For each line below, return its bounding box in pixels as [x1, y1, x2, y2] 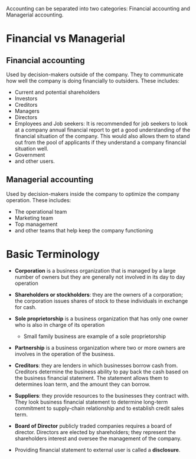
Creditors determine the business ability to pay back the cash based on [14, 368, 189, 375]
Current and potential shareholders [14, 88, 100, 96]
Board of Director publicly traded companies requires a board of [14, 422, 172, 430]
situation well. [14, 145, 49, 152]
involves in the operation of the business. [14, 350, 115, 358]
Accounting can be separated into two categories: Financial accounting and [6, 5, 191, 12]
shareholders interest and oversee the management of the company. [14, 435, 182, 442]
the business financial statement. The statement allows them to [14, 374, 169, 381]
